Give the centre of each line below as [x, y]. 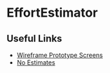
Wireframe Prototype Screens [60, 55]
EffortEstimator [52, 13]
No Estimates [36, 63]
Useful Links [34, 39]
